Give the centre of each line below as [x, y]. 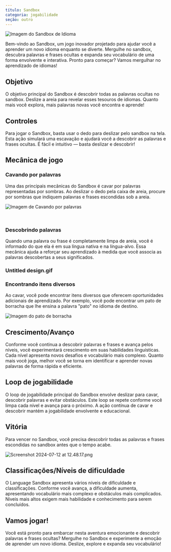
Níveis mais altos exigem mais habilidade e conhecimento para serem [79, 499]
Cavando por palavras [33, 175]
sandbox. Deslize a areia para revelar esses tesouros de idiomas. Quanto [82, 100]
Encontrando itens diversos [40, 284]
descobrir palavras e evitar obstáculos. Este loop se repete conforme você [84, 400]
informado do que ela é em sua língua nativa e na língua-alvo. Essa [76, 246]
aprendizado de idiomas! [31, 66]
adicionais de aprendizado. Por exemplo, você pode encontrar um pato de [83, 301]
